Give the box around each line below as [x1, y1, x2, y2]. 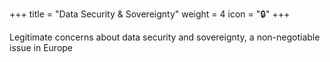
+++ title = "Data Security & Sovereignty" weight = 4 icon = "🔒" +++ [9, 8, 291, 20]
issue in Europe [9, 42, 74, 53]
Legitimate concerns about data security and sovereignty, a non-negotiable [9, 31, 321, 43]
